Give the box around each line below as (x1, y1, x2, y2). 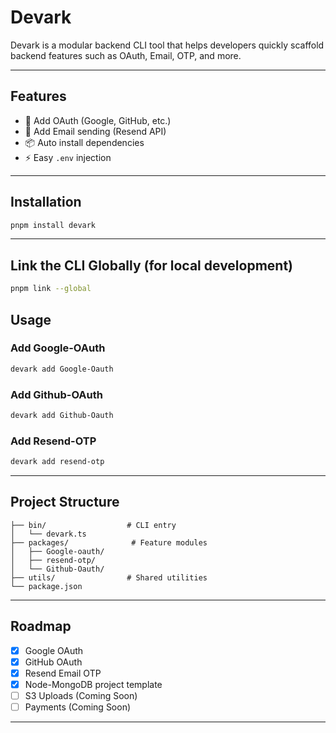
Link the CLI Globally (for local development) (10, 257, 294, 274)
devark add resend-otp (10, 457, 105, 467)
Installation (10, 194, 82, 211)
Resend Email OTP (24, 667, 102, 679)
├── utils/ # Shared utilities (10, 572, 208, 583)
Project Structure (10, 494, 120, 511)
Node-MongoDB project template (24, 678, 163, 690)
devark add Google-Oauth (10, 364, 114, 374)
